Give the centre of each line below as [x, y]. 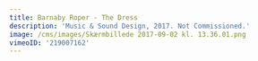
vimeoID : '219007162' [50, 43]
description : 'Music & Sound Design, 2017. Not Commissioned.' [130, 26]
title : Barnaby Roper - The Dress [74, 17]
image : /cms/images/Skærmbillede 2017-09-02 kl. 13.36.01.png [128, 34]
